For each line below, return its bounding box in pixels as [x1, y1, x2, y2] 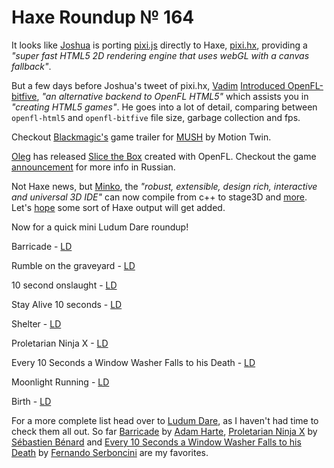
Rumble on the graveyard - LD [11, 259, 136, 271]
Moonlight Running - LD [11, 376, 110, 388]
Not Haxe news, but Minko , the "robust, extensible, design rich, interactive [11, 180, 318, 192]
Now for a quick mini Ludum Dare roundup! [11, 221, 189, 233]
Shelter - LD [11, 317, 62, 330]
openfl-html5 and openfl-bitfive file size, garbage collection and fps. [11, 111, 301, 123]
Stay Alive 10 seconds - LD [11, 298, 123, 310]
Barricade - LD [11, 240, 73, 252]
